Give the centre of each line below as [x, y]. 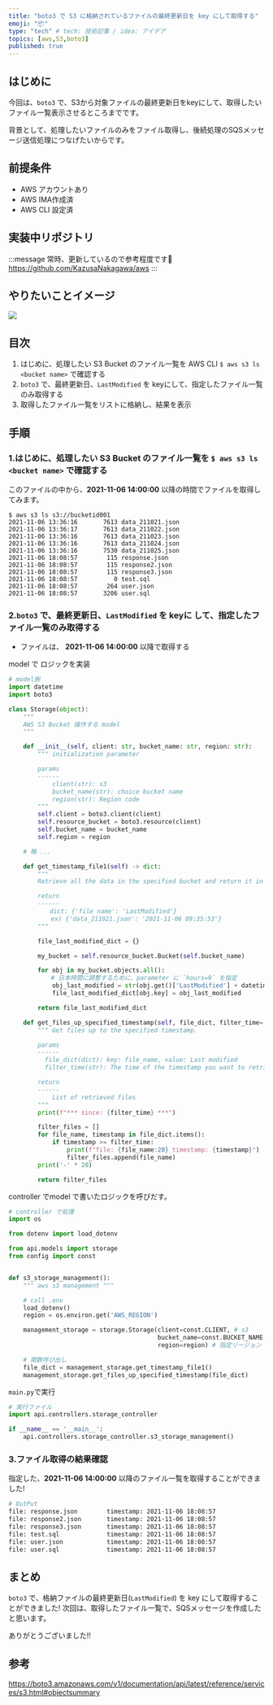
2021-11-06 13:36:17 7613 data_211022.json [94, 529]
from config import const [52, 1257]
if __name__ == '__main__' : [56, 1429]
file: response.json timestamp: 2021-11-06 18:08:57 [113, 1512]
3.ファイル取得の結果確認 [58, 1459]
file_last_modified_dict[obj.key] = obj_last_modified [147, 994]
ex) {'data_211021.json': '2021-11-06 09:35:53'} [136, 919]
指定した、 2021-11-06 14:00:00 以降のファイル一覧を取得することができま [135, 1479]
